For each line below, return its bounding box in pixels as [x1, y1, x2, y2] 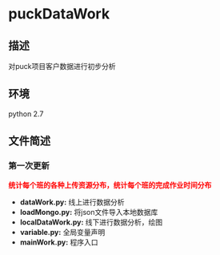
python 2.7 [8, 109, 44, 119]
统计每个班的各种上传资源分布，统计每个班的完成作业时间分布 [8, 180, 212, 189]
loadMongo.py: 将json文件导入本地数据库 [19, 207, 158, 217]
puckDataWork [8, 5, 110, 23]
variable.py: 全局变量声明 [19, 227, 106, 237]
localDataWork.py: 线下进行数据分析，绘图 [19, 217, 163, 227]
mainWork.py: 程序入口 [19, 237, 98, 247]
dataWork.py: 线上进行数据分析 [19, 197, 126, 207]
